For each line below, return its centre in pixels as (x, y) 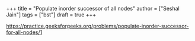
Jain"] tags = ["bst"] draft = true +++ (51, 15)
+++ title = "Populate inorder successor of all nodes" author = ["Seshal (93, 8)
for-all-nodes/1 (24, 32)
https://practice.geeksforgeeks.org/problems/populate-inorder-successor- (97, 26)
